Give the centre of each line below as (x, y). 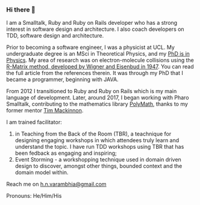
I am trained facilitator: (34, 122)
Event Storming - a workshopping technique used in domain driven (98, 160)
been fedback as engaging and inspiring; (66, 153)
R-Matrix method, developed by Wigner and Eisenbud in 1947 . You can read (100, 67)
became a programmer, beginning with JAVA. (62, 80)
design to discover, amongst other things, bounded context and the (98, 166)
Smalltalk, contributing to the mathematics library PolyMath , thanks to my (97, 104)
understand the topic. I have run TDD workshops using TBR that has (99, 147)
